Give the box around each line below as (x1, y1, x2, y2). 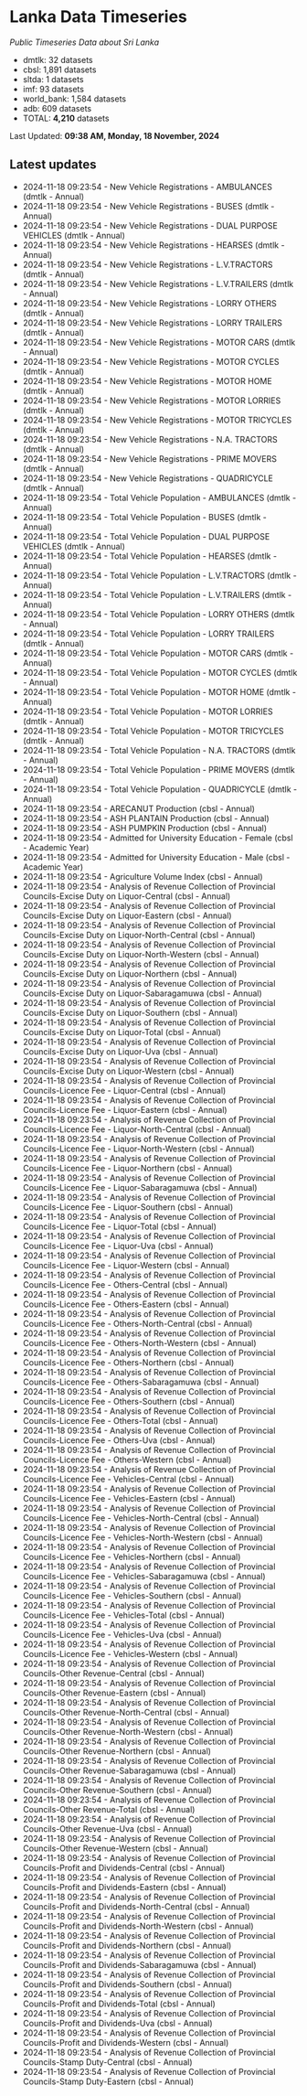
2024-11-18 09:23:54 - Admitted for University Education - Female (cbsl (22, 832, 294, 843)
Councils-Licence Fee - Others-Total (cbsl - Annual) (22, 1415, 219, 1426)
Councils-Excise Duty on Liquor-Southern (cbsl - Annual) (22, 1007, 238, 1018)
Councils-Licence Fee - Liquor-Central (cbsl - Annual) (22, 1085, 227, 1096)
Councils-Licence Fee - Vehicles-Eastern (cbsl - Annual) (22, 1492, 236, 1503)
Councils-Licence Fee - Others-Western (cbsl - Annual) (22, 1454, 232, 1465)
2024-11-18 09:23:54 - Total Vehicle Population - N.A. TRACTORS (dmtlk (22, 744, 296, 755)
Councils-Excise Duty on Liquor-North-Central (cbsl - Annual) (22, 929, 256, 940)
